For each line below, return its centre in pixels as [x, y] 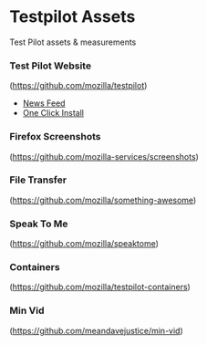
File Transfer [38, 180]
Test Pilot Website [51, 66]
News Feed [44, 103]
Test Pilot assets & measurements [73, 42]
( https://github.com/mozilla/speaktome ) [84, 244]
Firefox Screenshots [55, 137]
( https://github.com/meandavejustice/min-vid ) [97, 330]
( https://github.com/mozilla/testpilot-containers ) [100, 287]
